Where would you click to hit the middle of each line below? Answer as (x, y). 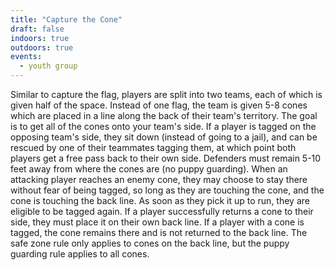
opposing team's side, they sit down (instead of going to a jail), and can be (164, 137)
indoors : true (40, 38)
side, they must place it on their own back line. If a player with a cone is (157, 222)
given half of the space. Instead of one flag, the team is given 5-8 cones (159, 105)
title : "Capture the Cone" (66, 19)
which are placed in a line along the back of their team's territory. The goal (164, 115)
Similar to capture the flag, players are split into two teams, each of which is (166, 94)
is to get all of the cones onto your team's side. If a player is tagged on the (163, 126)
